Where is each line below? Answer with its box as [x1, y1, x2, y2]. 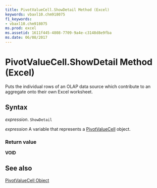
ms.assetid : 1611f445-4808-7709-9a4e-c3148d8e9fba [5, 30, 112, 35]
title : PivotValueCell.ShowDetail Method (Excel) [5, 7, 110, 12]
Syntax [5, 103, 28, 112]
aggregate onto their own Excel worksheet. [5, 89, 93, 94]
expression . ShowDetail [5, 116, 52, 122]
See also [5, 164, 32, 173]
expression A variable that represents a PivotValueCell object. [5, 126, 131, 132]
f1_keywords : [5, 16, 32, 21]
